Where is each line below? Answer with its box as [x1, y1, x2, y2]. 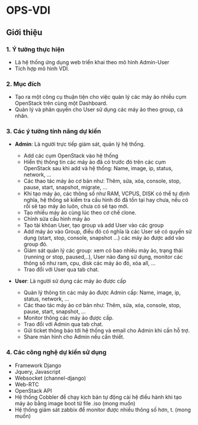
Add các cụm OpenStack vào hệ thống [23, 152, 119, 160]
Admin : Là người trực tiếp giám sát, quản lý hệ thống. [14, 140, 145, 148]
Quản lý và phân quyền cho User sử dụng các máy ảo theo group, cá [14, 106, 183, 113]
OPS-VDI [6, 4, 50, 17]
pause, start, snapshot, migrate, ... [23, 184, 108, 191]
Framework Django [14, 361, 62, 369]
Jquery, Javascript [14, 368, 61, 375]
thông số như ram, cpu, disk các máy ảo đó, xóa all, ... [23, 260, 156, 267]
